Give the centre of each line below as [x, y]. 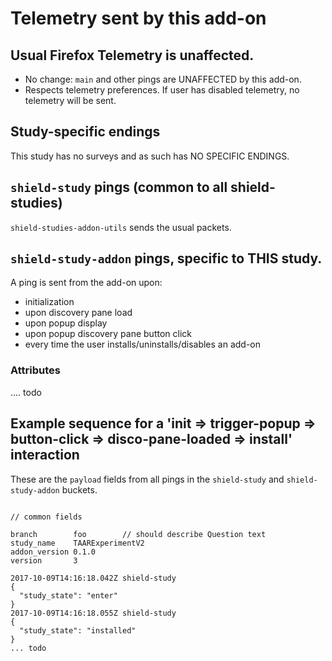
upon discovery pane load [78, 313]
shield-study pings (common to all [119, 187]
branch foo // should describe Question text [138, 534]
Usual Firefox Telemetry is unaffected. [132, 55]
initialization [49, 302]
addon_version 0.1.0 [53, 552]
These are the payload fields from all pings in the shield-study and [147, 479]
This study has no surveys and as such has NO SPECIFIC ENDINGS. [150, 156]
